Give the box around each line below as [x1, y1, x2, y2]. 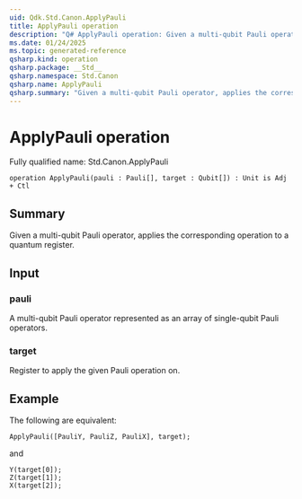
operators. [9, 322, 48, 333]
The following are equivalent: [9, 415, 117, 426]
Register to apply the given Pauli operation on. [9, 365, 181, 376]
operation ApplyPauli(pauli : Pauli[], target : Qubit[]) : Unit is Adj [9, 174, 288, 183]
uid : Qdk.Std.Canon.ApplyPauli [9, 13, 127, 22]
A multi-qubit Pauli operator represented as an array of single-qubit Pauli [9, 312, 280, 323]
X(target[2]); [9, 481, 63, 490]
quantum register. [9, 240, 75, 250]
